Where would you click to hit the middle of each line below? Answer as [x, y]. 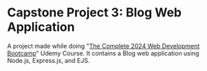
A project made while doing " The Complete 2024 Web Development [103, 46]
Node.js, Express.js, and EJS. [48, 60]
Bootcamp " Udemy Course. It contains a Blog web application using [103, 53]
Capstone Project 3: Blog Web [95, 13]
